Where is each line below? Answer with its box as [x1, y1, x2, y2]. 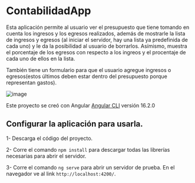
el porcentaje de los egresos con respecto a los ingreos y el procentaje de [6, 48, 187, 55]
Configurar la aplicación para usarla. [6, 119, 143, 129]
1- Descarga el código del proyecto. [6, 135, 93, 142]
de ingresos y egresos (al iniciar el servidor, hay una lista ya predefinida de [6, 36, 189, 43]
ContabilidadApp [6, 4, 91, 18]
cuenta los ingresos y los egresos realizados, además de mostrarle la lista [6, 30, 186, 37]
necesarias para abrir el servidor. [6, 152, 87, 159]
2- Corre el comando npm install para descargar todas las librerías [6, 146, 170, 153]
